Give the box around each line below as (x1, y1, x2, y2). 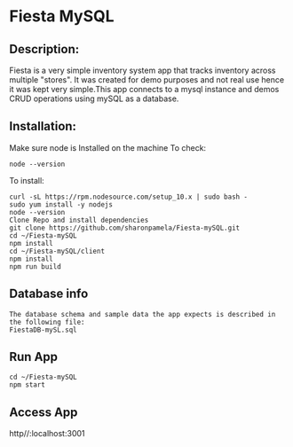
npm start (9, 380, 46, 389)
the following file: (9, 318, 86, 326)
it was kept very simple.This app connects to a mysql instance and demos (9, 84, 280, 94)
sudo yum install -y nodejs (9, 200, 114, 209)
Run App (9, 349, 59, 365)
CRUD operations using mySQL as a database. (9, 93, 179, 104)
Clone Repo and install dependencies (9, 216, 149, 224)
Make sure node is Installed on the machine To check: (9, 142, 207, 153)
